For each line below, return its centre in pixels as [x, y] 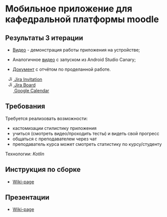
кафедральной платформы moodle [82, 19]
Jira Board [25, 85]
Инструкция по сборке [43, 170]
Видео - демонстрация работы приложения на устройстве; [76, 50]
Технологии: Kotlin [25, 154]
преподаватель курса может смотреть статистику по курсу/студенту [87, 144]
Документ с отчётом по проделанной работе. [62, 69]
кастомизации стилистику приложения [54, 128]
